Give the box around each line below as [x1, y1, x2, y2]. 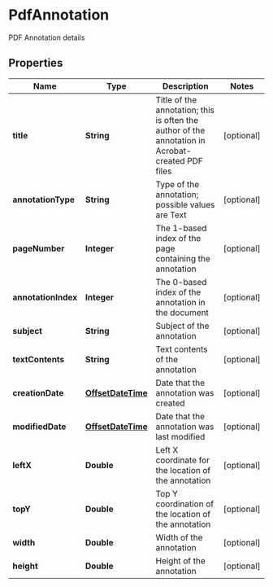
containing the [155, 252, 211, 264]
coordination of [155, 498, 214, 510]
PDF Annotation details [8, 33, 85, 42]
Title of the [155, 94, 197, 105]
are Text [155, 209, 187, 221]
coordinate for [155, 454, 210, 466]
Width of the [155, 532, 203, 543]
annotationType [12, 194, 76, 205]
